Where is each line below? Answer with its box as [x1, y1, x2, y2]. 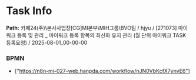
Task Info [6, 4, 52, 18]
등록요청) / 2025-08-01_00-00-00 [6, 39, 88, 46]
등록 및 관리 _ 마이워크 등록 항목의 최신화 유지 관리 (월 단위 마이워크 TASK [16, 31, 187, 39]
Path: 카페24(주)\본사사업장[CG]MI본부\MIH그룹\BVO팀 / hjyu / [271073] [6, 24, 177, 31]
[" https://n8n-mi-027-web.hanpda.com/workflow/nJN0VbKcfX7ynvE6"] [14, 68, 190, 75]
